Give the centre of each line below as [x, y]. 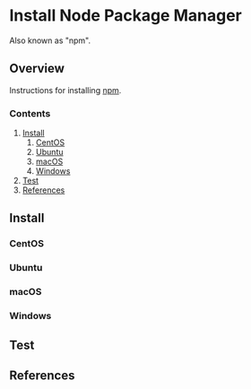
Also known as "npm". [50, 40]
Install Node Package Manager [125, 16]
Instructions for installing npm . [65, 90]
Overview [37, 69]
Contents [30, 113]
